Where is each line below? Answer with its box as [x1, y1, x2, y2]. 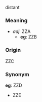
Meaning [5, 17, 28, 24]
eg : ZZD [5, 82, 22, 88]
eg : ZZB [20, 34, 37, 40]
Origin [5, 47, 21, 54]
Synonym [5, 71, 29, 78]
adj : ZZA [12, 28, 31, 35]
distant [5, 5, 20, 10]
